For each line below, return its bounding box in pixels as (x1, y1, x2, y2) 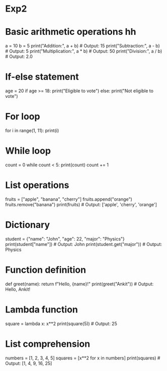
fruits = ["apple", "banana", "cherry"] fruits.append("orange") (5, 196, 132, 202)
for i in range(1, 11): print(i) (5, 128, 59, 134)
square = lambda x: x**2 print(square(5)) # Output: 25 (5, 321, 117, 327)
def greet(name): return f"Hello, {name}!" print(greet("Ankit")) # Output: (5, 281, 154, 287)
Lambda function (5, 303, 78, 315)
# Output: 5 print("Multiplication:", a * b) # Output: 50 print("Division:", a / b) (5, 48, 162, 54)
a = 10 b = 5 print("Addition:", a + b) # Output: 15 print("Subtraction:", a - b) (5, 43, 160, 49)
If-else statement (5, 71, 79, 83)
